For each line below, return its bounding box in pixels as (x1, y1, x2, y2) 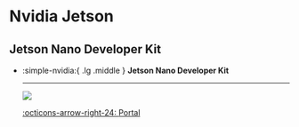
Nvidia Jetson (9, 6, 114, 27)
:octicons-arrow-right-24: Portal (21, 107, 141, 117)
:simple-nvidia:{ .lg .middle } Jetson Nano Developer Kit (21, 65, 230, 75)
